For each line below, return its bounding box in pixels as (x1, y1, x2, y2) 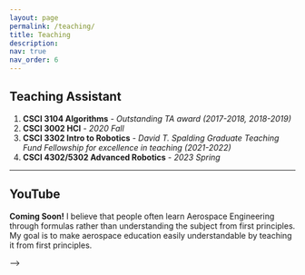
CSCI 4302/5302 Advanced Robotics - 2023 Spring (22, 152, 221, 162)
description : (9, 38, 59, 48)
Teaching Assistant (9, 89, 122, 104)
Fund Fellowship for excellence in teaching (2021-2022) (22, 142, 231, 152)
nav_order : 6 (9, 55, 59, 64)
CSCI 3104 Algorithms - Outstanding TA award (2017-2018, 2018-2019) (22, 113, 292, 123)
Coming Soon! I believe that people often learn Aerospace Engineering (9, 211, 275, 221)
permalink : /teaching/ (9, 22, 95, 31)
